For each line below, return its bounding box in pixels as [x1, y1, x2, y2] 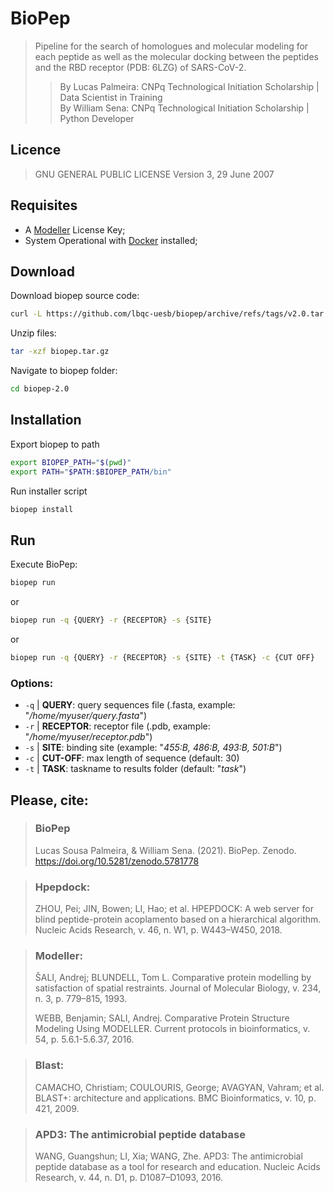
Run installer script [10, 485, 88, 497]
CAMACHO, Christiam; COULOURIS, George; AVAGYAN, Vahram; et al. [34, 1081, 325, 1093]
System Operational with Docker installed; [24, 234, 198, 246]
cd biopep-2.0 [10, 384, 70, 394]
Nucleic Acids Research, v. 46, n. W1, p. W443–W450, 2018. [34, 924, 283, 936]
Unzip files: [10, 327, 57, 339]
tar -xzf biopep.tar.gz [10, 347, 110, 357]
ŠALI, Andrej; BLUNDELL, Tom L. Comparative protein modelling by [34, 972, 312, 984]
